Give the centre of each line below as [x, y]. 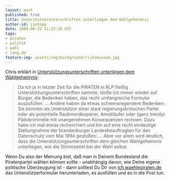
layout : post [19, 10]
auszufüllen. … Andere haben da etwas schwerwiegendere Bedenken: [91, 104]
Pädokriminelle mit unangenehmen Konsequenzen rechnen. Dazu [86, 120]
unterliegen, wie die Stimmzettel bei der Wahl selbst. [73, 147]
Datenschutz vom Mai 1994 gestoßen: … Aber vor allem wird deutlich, [91, 136]
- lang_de [16, 53]
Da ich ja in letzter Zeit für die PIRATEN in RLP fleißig [73, 87]
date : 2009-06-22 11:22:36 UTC [38, 29]
